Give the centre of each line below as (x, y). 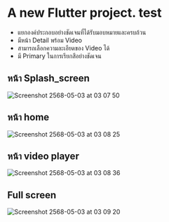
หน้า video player (43, 156)
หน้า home (28, 117)
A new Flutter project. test (85, 13)
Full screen (32, 195)
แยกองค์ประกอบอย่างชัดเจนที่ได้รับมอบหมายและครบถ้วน (82, 32)
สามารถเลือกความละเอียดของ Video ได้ (63, 48)
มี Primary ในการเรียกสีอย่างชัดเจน (59, 56)
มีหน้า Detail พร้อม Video (50, 40)
